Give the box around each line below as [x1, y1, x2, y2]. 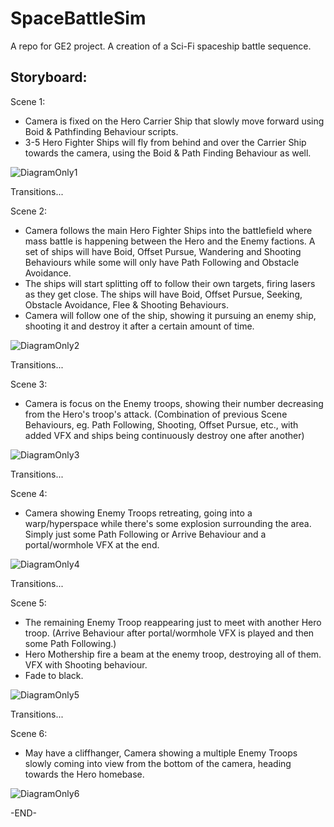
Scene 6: [10, 727, 48, 739]
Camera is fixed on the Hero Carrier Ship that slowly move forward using [24, 115, 325, 127]
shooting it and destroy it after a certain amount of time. [24, 320, 255, 332]
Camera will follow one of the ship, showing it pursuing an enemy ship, [24, 309, 317, 321]
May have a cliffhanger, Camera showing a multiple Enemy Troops [24, 747, 298, 759]
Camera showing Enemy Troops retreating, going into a [24, 507, 253, 519]
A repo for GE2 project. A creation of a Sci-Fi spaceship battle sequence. [10, 40, 312, 52]
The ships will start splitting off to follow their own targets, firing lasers [24, 277, 316, 289]
